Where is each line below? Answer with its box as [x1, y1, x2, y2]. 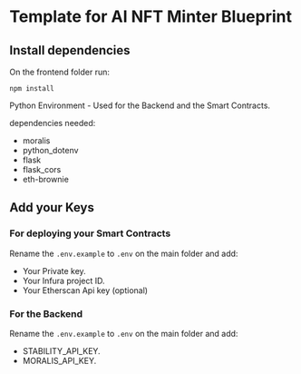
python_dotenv [22, 145, 79, 155]
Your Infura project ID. [22, 275, 106, 286]
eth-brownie [22, 174, 70, 184]
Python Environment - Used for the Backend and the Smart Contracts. [9, 100, 270, 111]
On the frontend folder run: [9, 66, 111, 77]
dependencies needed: [9, 118, 96, 128]
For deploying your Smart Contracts [9, 227, 171, 240]
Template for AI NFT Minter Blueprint [9, 6, 293, 27]
